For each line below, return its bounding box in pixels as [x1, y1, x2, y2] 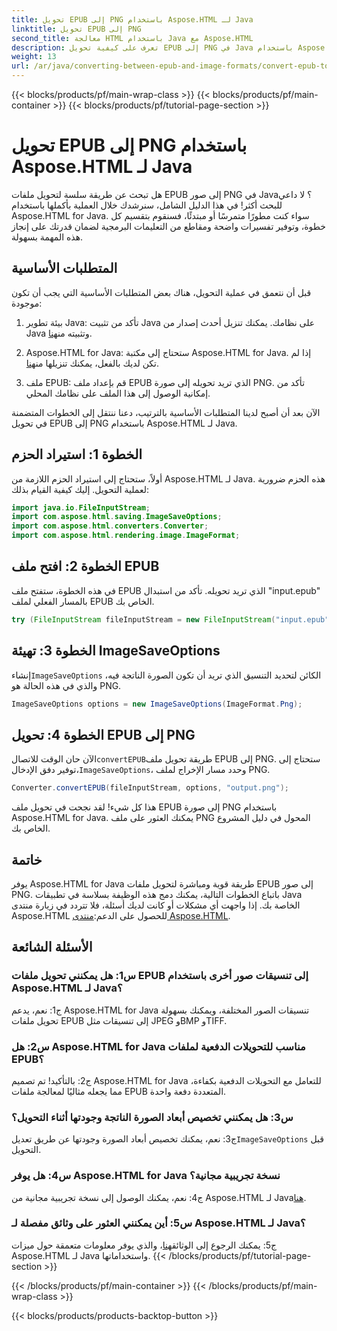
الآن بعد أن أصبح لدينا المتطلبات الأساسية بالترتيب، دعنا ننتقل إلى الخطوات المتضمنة [11, 406, 321, 418]
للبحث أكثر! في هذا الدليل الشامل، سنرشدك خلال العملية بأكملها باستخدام [11, 199, 283, 211]
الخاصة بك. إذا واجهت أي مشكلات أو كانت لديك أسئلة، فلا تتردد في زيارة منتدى [11, 899, 301, 911]
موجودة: [11, 297, 43, 309]
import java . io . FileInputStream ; [11, 502, 151, 513]
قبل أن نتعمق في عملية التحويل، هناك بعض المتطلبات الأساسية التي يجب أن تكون [11, 286, 312, 298]
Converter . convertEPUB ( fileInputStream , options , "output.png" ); [11, 783, 289, 793]
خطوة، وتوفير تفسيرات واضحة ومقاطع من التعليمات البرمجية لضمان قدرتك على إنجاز [11, 220, 326, 232]
